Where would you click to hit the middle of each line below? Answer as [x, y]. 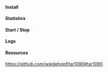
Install [12, 7]
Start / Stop [18, 29]
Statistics [16, 18]
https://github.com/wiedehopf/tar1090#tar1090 [54, 64]
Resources [17, 52]
